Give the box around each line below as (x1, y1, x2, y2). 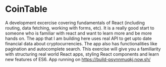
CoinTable (5, 3, 48, 15)
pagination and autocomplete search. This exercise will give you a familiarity (5, 46, 161, 52)
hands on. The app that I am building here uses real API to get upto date (5, 35, 152, 41)
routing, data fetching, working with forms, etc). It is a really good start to (5, 25, 155, 31)
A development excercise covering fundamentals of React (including (5, 20, 145, 26)
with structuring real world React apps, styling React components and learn (5, 51, 160, 57)
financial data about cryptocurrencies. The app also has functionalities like (5, 40, 158, 46)
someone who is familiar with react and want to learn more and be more (5, 30, 152, 36)
